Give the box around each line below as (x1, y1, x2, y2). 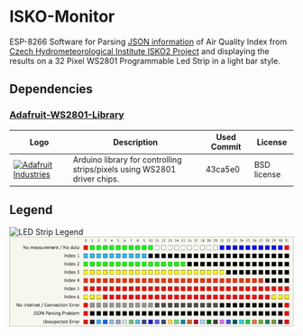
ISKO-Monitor (9, 6, 115, 27)
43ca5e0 (206, 164, 241, 175)
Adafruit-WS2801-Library (9, 108, 124, 121)
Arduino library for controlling (72, 154, 182, 165)
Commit (210, 142, 242, 153)
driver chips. (72, 173, 120, 184)
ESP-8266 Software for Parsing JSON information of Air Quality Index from (9, 36, 288, 47)
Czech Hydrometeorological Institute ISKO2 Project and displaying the (9, 45, 270, 56)
